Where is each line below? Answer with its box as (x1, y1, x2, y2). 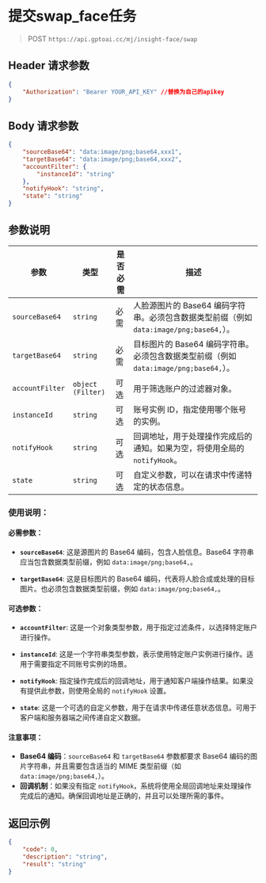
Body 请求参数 (8, 119, 79, 132)
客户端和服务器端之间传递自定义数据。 (19, 713, 145, 722)
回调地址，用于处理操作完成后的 (133, 430, 253, 441)
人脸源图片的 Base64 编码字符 (133, 300, 246, 311)
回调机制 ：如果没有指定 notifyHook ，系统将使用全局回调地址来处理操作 (19, 782, 252, 791)
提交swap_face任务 (8, 7, 137, 25)
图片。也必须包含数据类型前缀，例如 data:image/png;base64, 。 (19, 584, 226, 593)
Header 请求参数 (8, 59, 89, 72)
